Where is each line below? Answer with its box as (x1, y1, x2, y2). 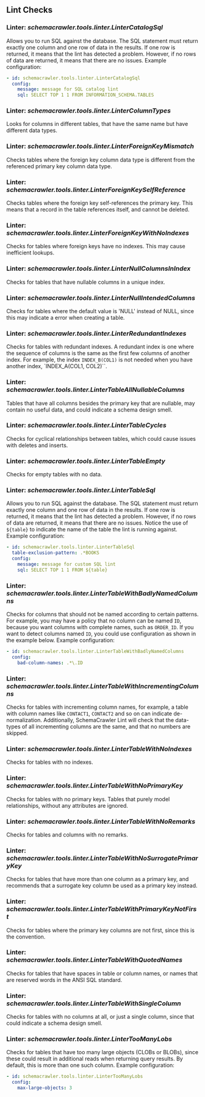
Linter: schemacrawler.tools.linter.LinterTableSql (6, 486, 156, 495)
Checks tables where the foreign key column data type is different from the (6, 156, 195, 163)
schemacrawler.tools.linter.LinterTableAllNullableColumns (6, 385, 185, 394)
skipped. (6, 729, 29, 737)
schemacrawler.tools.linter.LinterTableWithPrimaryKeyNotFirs (6, 905, 197, 914)
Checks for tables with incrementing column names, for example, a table (6, 703, 189, 711)
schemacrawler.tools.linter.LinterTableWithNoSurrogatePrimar (6, 854, 198, 862)
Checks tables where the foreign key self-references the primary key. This (6, 199, 193, 207)
